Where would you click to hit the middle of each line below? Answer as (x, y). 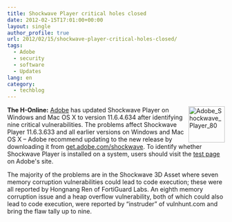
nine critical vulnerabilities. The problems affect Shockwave (92, 125)
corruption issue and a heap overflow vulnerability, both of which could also (115, 196)
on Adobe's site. (30, 161)
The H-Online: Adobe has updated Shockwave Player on (88, 110)
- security (29, 59)
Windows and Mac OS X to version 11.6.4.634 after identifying (95, 117)
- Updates (27, 71)
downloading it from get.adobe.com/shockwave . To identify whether (105, 147)
